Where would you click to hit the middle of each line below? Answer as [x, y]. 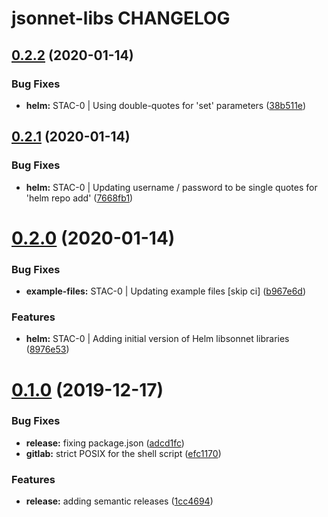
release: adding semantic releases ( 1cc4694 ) [119, 501]
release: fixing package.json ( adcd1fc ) [105, 443]
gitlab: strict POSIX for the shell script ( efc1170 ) [123, 453]
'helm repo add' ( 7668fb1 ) [79, 198]
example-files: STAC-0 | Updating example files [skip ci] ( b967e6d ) [166, 291]
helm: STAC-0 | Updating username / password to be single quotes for [171, 187]
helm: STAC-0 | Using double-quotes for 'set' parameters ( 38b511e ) [165, 105]
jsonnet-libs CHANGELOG [121, 18]
